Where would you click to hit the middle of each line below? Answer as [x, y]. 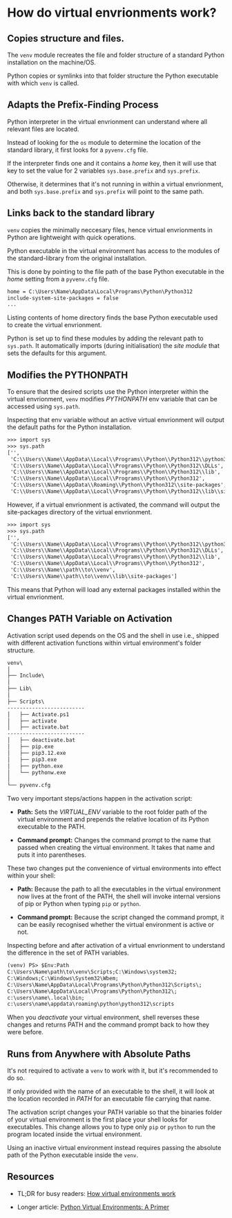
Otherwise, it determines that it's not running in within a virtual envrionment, [115, 184]
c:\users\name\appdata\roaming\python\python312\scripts [91, 1004]
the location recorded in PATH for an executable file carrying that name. [109, 1099]
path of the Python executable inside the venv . [73, 1155]
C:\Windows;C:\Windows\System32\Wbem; [63, 978]
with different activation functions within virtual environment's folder [104, 643]
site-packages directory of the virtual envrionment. [80, 512]
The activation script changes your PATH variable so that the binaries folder [115, 1112]
